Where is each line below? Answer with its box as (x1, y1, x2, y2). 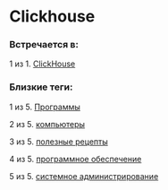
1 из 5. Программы (9, 101, 80, 112)
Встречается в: (9, 39, 79, 51)
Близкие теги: (9, 81, 73, 93)
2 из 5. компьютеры (9, 118, 86, 129)
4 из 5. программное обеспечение (9, 153, 142, 164)
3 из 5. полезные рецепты (9, 136, 109, 147)
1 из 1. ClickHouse (9, 58, 76, 69)
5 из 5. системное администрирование (9, 170, 159, 181)
